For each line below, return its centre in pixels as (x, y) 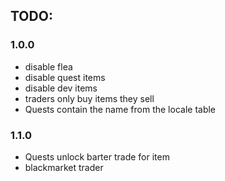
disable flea (48, 66)
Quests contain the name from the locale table (120, 109)
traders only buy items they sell (89, 98)
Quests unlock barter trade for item (97, 156)
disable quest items (65, 77)
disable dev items (61, 88)
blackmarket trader (64, 167)
